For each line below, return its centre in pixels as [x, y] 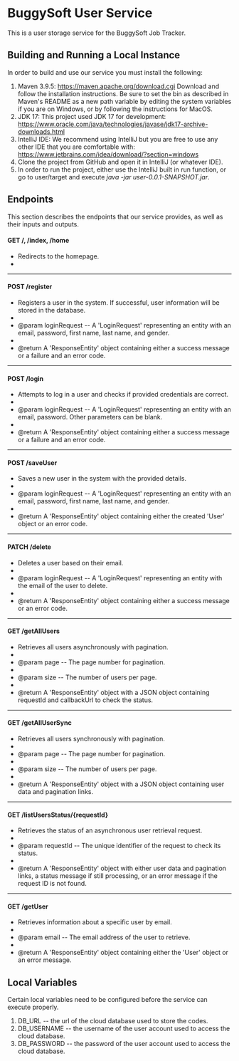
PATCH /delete [30, 547]
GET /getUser [28, 906]
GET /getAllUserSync [40, 723]
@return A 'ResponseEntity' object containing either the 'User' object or [123, 953]
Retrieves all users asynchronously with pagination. [93, 647]
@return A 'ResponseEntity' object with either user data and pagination [122, 868]
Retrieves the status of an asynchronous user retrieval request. [110, 830]
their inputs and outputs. [43, 224]
